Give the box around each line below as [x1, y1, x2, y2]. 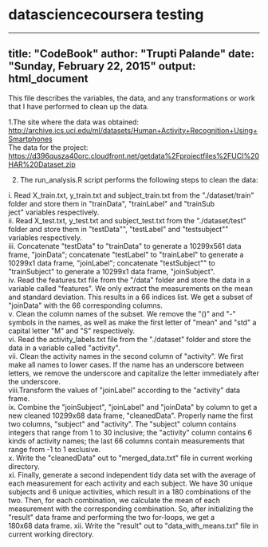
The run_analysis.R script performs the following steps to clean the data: [19, 175, 258, 184]
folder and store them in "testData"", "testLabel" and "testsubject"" [8, 224, 229, 234]
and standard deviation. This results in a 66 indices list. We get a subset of [8, 292, 253, 301]
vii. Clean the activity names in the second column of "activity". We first [8, 351, 244, 360]
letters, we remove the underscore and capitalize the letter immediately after [8, 368, 260, 378]
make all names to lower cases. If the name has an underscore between [8, 360, 245, 369]
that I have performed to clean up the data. [8, 101, 149, 111]
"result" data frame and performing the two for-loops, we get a [8, 512, 215, 521]
